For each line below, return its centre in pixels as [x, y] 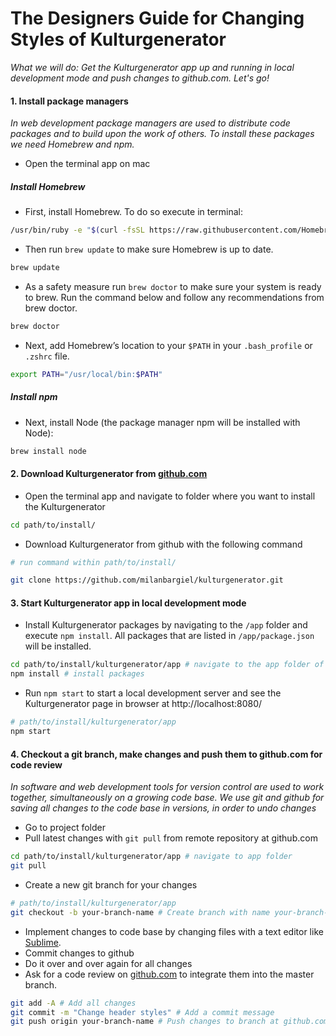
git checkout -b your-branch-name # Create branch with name [140, 912]
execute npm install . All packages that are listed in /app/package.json [169, 636]
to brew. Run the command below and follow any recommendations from [174, 297]
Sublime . [43, 942]
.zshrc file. [47, 356]
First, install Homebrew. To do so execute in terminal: [134, 212]
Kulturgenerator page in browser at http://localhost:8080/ [143, 704]
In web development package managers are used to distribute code [150, 123]
